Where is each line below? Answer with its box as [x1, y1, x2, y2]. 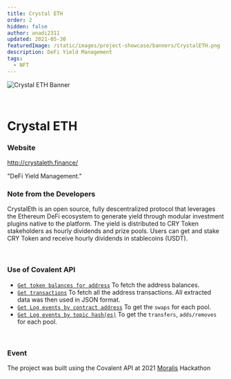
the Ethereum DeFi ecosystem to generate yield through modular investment [7, 212, 224, 221]
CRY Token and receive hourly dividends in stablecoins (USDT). [7, 234, 188, 243]
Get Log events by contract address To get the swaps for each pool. [17, 302, 212, 311]
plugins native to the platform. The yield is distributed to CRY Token [7, 219, 199, 228]
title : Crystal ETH [7, 10, 63, 17]
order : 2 [7, 17, 32, 24]
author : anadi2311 [7, 29, 60, 37]
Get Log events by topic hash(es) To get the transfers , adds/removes [17, 310, 217, 318]
